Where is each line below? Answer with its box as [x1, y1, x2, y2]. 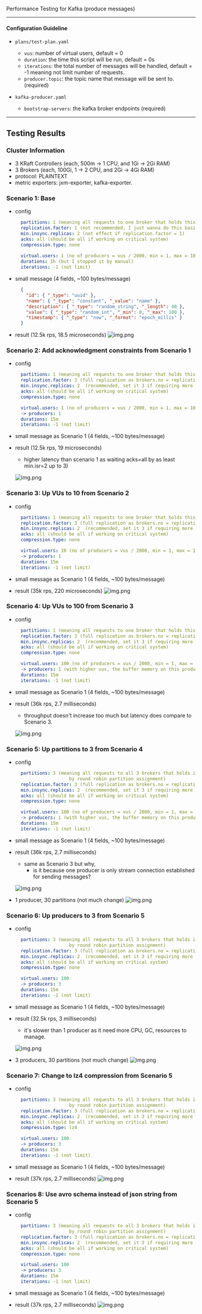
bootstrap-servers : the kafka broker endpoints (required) [23, 105, 167, 112]
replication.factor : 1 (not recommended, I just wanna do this [20, 225, 182, 231]
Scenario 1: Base [6, 194, 56, 202]
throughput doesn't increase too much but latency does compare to [23, 712, 192, 719]
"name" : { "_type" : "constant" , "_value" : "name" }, [26, 298, 161, 304]
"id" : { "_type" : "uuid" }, [26, 292, 96, 298]
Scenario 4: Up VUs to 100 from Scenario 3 [6, 602, 134, 610]
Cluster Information [6, 146, 65, 154]
